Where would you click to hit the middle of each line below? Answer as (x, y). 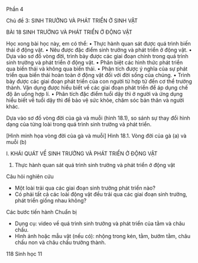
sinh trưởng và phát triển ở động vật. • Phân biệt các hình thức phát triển (95, 62)
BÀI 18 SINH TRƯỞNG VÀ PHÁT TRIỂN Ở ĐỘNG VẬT (69, 32)
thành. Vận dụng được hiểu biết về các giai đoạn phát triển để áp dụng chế (97, 88)
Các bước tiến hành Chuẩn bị (41, 212)
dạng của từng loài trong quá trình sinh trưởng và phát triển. (79, 124)
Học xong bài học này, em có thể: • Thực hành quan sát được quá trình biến (98, 44)
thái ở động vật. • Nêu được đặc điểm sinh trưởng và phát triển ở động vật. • (99, 50)
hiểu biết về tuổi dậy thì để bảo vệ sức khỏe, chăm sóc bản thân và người (95, 100)
